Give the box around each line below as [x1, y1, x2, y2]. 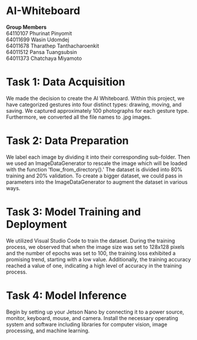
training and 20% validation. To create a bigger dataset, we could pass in [6, 172, 183, 179]
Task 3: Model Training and [6, 206, 141, 218]
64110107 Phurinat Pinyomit [6, 29, 72, 36]
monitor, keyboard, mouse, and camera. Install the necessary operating [6, 314, 179, 321]
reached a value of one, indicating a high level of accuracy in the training [6, 262, 182, 269]
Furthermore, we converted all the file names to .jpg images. [6, 113, 152, 120]
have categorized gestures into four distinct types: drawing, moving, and [6, 101, 182, 108]
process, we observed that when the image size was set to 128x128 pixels [6, 243, 185, 250]
